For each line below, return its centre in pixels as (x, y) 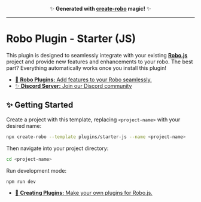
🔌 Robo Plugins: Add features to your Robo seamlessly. (83, 79)
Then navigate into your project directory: (57, 148)
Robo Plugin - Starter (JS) (71, 39)
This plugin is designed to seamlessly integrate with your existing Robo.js (97, 55)
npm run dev (21, 182)
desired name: (24, 126)
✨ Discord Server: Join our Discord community (73, 85)
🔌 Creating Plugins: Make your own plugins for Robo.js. (83, 193)
